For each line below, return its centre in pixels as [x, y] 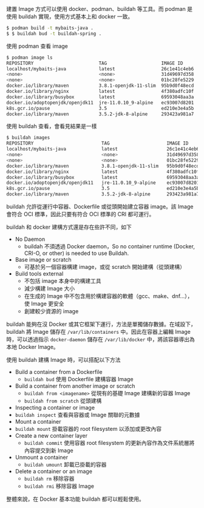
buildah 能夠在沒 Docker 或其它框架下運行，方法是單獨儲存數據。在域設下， [101, 324]
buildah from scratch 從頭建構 [63, 401]
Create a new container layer [51, 435]
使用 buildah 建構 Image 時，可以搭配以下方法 [63, 360]
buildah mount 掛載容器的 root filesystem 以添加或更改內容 [88, 429]
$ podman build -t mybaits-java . [50, 28]
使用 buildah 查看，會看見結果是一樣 [52, 126]
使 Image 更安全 [44, 303]
